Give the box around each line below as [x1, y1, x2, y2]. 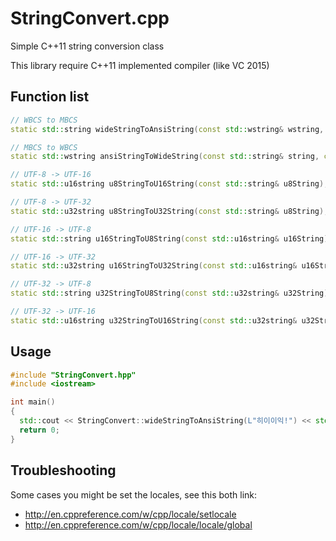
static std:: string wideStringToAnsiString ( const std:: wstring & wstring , [10, 124, 325, 134]
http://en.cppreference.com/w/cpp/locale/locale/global [24, 518, 253, 531]
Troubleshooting [10, 462, 117, 479]
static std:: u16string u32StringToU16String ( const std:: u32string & [10, 315, 298, 326]
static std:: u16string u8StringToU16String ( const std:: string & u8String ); [10, 179, 329, 189]
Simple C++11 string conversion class [10, 40, 165, 52]
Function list [10, 88, 90, 106]
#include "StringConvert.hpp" [10, 370, 137, 380]
